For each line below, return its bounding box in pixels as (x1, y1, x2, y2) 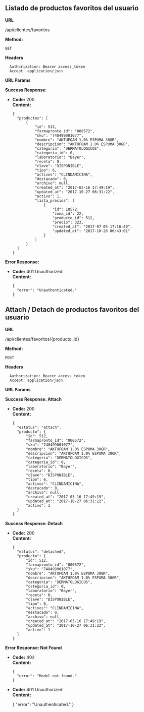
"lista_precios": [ (34, 198, 75, 203)
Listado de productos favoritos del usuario (5, 4, 139, 12)
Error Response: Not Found (5, 645, 62, 651)
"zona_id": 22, (52, 211, 84, 216)
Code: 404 (12, 654, 35, 660)
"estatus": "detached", (17, 549, 66, 554)
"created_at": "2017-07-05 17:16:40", (52, 224, 133, 229)
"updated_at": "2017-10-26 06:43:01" (52, 228, 130, 234)
